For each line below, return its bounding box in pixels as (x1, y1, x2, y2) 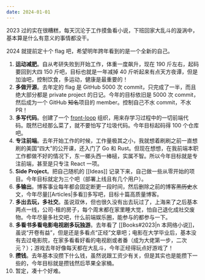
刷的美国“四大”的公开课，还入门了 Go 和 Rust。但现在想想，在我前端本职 (15, 145, 199, 152)
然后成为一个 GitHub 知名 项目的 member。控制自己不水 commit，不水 (15, 99, 192, 106)
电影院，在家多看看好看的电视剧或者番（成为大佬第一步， (31, 236, 176, 244)
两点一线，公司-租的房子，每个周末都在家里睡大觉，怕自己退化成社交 (15, 206, 190, 213)
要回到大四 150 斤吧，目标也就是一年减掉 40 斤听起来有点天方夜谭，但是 (15, 68, 198, 75)
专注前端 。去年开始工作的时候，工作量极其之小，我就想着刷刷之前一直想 (15, 137, 198, 144)
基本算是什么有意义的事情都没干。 (6, 34, 92, 42)
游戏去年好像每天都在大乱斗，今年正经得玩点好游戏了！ (34, 244, 174, 251)
